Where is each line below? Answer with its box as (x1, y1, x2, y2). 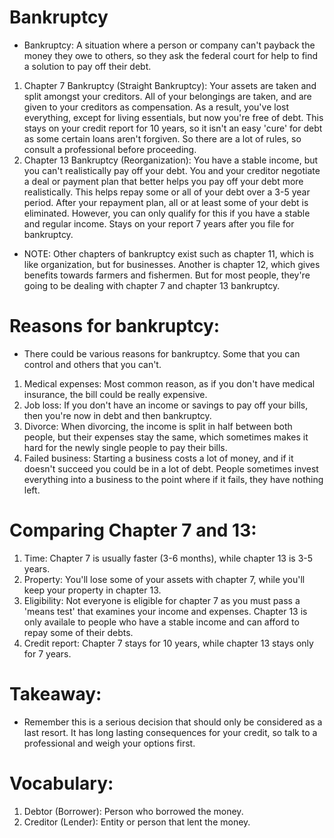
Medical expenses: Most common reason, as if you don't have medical (23, 377, 316, 390)
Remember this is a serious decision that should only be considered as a (23, 716, 323, 728)
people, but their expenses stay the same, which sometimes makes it (23, 431, 309, 443)
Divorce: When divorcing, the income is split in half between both (23, 420, 293, 432)
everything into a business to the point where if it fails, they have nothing (23, 473, 324, 485)
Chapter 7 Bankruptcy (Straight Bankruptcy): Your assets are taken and (23, 79, 317, 91)
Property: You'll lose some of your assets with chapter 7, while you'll (23, 573, 306, 585)
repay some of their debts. (23, 626, 134, 638)
